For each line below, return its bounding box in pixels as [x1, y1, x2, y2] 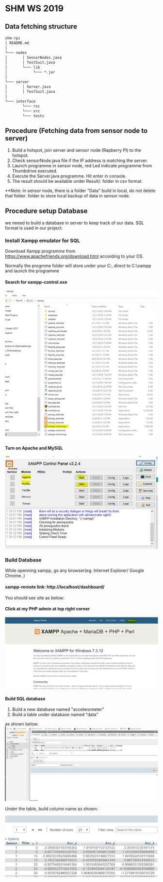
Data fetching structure [5, 22, 78, 31]
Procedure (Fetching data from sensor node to [5, 127, 148, 135]
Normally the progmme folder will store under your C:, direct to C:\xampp [5, 263, 151, 268]
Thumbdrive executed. [12, 168, 58, 174]
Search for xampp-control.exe [5, 279, 67, 285]
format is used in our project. [5, 225, 63, 231]
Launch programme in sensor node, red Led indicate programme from [12, 162, 152, 168]
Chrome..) [5, 573, 25, 579]
